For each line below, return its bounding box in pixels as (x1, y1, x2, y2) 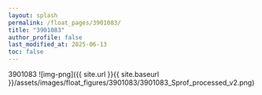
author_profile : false (8, 33, 83, 42)
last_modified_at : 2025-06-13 (8, 41, 108, 49)
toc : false (8, 48, 44, 56)
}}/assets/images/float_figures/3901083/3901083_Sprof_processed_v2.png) (8, 78, 255, 87)
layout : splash (8, 11, 58, 20)
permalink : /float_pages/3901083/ (8, 19, 122, 27)
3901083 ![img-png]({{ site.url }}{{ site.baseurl (8, 70, 160, 79)
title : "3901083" (8, 26, 65, 34)
